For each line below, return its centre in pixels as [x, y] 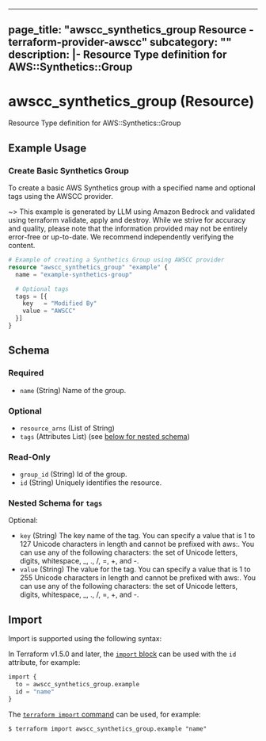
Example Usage [47, 148]
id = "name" [35, 692]
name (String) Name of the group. [73, 390]
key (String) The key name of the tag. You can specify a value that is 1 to [137, 536]
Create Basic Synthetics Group [68, 170]
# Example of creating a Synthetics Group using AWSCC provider [116, 260]
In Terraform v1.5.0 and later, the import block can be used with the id [122, 654]
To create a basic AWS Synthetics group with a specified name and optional [132, 188]
